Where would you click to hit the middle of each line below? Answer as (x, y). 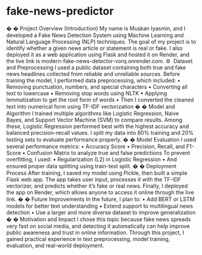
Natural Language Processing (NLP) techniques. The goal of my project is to (101, 41)
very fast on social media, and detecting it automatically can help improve (98, 226)
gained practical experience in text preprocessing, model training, (88, 239)
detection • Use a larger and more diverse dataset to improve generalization (101, 212)
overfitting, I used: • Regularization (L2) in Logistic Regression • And (92, 159)
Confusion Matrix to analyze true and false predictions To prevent (109, 152)
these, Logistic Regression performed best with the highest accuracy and (98, 126)
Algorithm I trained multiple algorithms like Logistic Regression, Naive (93, 113)
